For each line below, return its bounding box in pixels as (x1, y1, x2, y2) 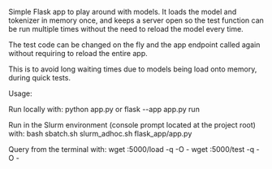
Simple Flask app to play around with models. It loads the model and (8, 7, 237, 16)
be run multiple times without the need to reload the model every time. (8, 24, 244, 33)
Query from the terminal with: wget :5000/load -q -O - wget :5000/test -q (8, 145, 255, 154)
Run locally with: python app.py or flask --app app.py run (8, 105, 201, 114)
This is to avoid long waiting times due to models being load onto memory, (8, 64, 257, 74)
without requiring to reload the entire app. (8, 49, 148, 58)
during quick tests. (8, 73, 71, 82)
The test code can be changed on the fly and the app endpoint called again (8, 40, 261, 50)
